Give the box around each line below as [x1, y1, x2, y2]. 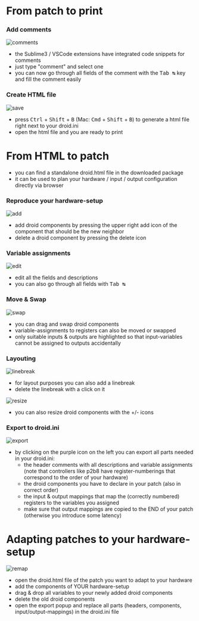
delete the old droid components [14, 595, 95, 603]
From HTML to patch [6, 149, 109, 163]
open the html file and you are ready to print [14, 128, 123, 135]
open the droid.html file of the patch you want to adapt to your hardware [14, 576, 192, 584]
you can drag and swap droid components [14, 320, 119, 327]
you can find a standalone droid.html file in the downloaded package [14, 168, 184, 176]
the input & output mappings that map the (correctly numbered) [23, 493, 180, 500]
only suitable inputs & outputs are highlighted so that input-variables [14, 333, 183, 340]
